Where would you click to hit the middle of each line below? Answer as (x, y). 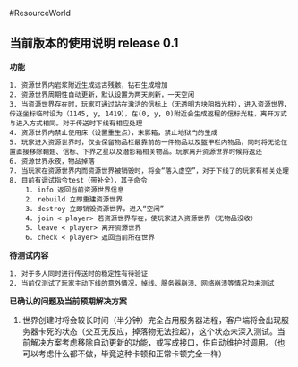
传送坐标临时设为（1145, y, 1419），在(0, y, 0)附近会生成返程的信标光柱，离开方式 (149, 114)
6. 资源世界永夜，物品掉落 (52, 161)
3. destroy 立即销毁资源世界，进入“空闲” (95, 209)
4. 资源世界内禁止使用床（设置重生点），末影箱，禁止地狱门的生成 (114, 132)
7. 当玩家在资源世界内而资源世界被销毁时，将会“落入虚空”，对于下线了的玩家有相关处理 (149, 171)
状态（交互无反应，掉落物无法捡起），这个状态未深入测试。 (169, 331)
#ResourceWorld (40, 13)
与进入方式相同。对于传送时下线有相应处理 (76, 123)
